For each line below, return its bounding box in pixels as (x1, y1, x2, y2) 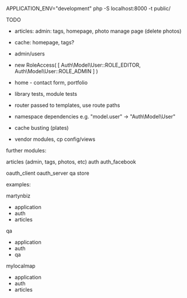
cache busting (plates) (14, 124, 69, 131)
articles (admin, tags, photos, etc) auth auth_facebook (6, 158, 136, 165)
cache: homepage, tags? (14, 39, 75, 46)
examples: (6, 181, 31, 188)
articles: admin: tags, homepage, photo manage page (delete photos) (14, 27, 182, 34)
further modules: (6, 147, 47, 154)
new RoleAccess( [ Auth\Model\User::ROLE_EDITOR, (14, 61, 141, 68)
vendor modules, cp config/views (14, 136, 95, 143)
